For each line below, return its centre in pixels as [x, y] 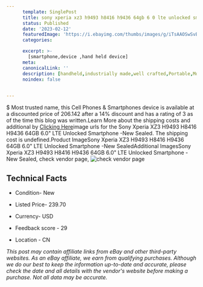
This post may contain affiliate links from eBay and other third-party [92, 251]
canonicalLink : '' [45, 68]
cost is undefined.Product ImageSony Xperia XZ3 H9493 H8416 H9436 [95, 140]
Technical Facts [37, 178]
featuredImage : [41, 35]
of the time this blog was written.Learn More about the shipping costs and [98, 120]
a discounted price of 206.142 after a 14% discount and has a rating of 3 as [100, 114]
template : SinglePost [50, 12]
